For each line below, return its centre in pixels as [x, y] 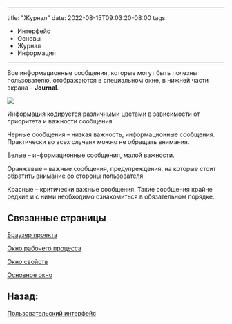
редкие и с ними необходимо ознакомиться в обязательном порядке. [111, 196]
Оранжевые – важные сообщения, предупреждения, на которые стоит [112, 169]
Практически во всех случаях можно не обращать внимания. [98, 142]
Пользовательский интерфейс [52, 313]
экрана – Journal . [33, 88]
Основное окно [30, 275]
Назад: [23, 297]
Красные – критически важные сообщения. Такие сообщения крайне [110, 189]
